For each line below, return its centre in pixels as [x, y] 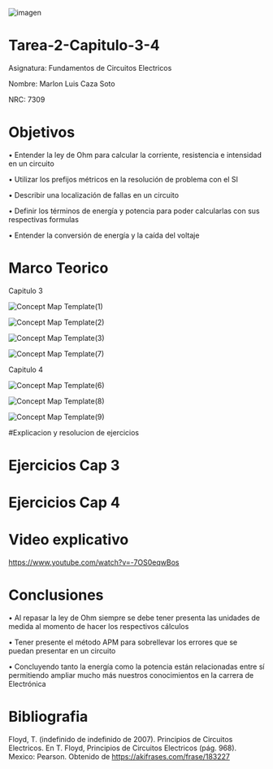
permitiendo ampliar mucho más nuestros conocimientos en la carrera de [131, 675]
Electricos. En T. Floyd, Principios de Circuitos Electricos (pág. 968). [123, 748]
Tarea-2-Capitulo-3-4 [84, 46]
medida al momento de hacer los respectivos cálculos [99, 627]
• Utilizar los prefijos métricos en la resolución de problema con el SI [123, 179]
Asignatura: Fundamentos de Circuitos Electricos [90, 68]
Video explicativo [69, 540]
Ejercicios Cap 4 [64, 502]
